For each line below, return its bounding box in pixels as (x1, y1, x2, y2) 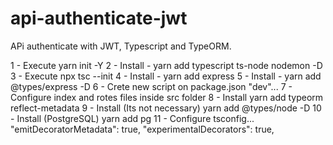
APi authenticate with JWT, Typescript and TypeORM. (10, 40, 232, 52)
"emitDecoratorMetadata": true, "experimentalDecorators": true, (10, 123, 275, 135)
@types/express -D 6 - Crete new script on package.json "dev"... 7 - (10, 80, 293, 92)
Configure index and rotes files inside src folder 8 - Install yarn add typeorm (10, 91, 324, 103)
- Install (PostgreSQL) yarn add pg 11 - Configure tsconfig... (10, 112, 255, 124)
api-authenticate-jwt (10, 7, 188, 30)
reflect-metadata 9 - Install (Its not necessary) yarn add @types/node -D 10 (10, 102, 322, 114)
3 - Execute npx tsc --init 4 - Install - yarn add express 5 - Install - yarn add (10, 70, 322, 82)
